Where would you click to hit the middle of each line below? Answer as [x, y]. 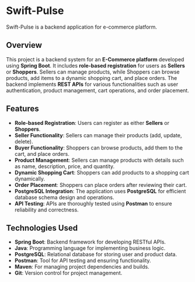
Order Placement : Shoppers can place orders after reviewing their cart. [100, 184]
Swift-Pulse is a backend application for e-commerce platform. [82, 27]
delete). [24, 141]
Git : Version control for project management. [68, 273]
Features [22, 109]
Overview [24, 45]
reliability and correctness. [46, 210]
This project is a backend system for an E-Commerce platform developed [95, 59]
